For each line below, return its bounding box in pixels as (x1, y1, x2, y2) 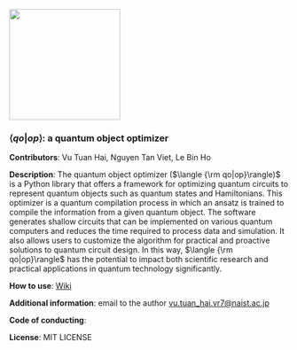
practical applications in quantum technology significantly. (9, 263, 223, 274)
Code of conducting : (9, 315, 87, 326)
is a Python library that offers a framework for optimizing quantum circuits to (9, 179, 289, 190)
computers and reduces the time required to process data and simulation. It (9, 226, 285, 237)
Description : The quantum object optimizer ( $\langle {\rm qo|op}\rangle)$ (9, 169, 281, 180)
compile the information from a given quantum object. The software (9, 207, 256, 218)
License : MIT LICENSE (9, 332, 92, 343)
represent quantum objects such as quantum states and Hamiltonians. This (9, 188, 283, 198)
